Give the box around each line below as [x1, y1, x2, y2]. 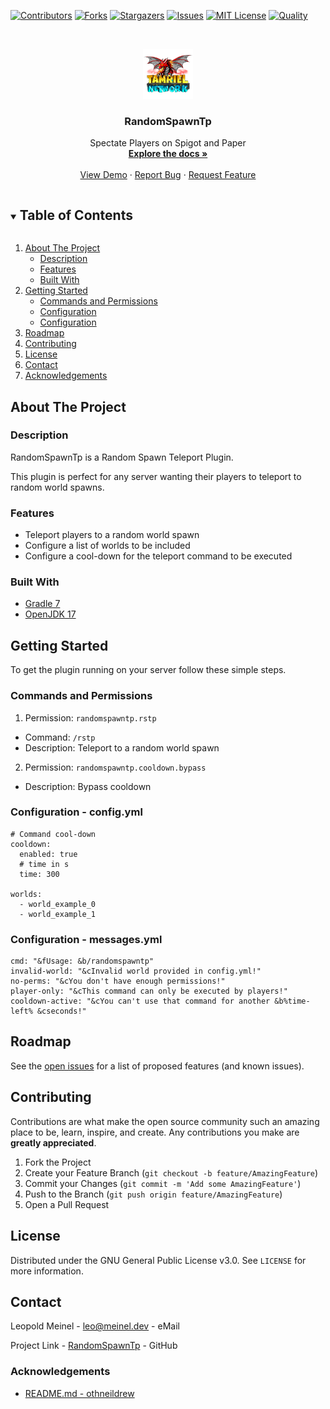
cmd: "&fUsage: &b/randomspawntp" [10, 956, 155, 967]
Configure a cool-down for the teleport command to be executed [24, 550, 293, 562]
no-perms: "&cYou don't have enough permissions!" [10, 976, 226, 987]
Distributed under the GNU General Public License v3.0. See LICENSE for [10, 1254, 307, 1266]
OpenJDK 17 [24, 608, 77, 620]
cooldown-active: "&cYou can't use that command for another [10, 996, 271, 1007]
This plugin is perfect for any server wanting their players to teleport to [10, 470, 302, 482]
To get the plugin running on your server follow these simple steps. [10, 664, 287, 676]
